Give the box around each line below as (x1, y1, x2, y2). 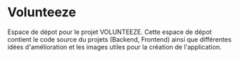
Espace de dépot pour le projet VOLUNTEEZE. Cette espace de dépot (7, 28, 212, 36)
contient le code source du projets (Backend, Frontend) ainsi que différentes (7, 35, 232, 43)
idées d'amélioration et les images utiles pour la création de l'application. (7, 42, 222, 51)
